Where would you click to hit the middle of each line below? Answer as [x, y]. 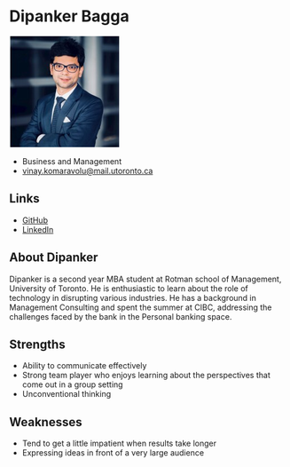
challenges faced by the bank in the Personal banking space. [121, 316]
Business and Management [72, 161]
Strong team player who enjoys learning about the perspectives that [146, 376]
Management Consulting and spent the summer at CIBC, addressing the [141, 307]
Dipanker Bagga [70, 16]
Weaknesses [46, 422]
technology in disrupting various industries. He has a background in [133, 297]
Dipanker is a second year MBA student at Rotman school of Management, [145, 279]
